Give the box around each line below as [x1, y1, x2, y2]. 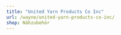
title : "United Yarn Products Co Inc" [6, 8, 104, 15]
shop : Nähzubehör [6, 20, 50, 26]
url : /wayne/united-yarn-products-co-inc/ [6, 14, 115, 20]
